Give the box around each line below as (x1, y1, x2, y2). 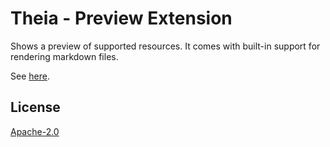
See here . (10, 70, 50, 82)
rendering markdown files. (10, 50, 119, 62)
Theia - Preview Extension (10, 7, 233, 30)
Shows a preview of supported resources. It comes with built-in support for (10, 40, 321, 52)
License (10, 99, 61, 116)
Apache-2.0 (10, 125, 60, 137)
